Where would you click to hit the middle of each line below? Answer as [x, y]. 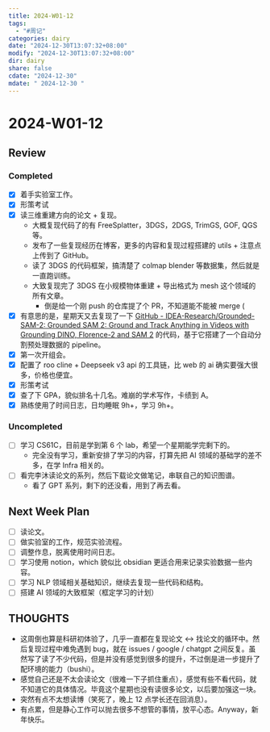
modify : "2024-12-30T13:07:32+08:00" [72, 53]
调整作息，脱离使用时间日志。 [69, 552]
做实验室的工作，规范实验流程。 [73, 542]
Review [27, 153]
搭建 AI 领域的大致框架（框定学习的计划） [89, 592]
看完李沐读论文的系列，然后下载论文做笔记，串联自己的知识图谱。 [129, 475]
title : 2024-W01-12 [41, 16]
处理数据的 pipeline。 [70, 345]
